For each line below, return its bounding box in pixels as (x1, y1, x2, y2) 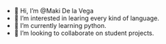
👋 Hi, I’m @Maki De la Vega (13, 7, 94, 15)
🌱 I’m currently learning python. (13, 22, 106, 29)
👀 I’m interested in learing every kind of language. (13, 14, 160, 22)
